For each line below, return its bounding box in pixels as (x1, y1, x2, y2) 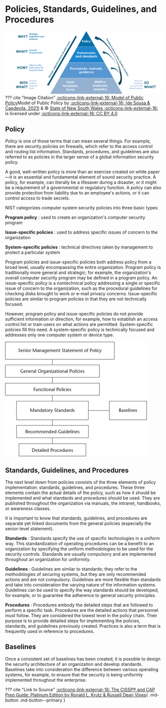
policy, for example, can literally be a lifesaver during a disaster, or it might (5, 180, 157, 186)
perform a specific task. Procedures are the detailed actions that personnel (5, 607, 159, 613)
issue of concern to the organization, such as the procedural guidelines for (5, 285, 158, 291)
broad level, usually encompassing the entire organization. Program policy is (5, 264, 161, 270)
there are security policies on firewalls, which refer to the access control (5, 143, 153, 149)
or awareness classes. (5, 506, 51, 512)
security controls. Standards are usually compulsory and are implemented (5, 551, 156, 557)
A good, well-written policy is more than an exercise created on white (5, 169, 147, 175)
